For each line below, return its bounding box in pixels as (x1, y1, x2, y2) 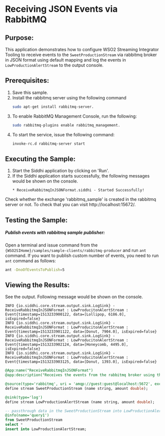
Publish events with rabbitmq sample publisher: (5, 230, 105, 236)
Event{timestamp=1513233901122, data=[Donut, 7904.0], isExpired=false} (5, 329, 157, 334)
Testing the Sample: (5, 216, 68, 224)
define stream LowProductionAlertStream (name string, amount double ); (5, 400, 155, 405)
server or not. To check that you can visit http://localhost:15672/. (5, 202, 136, 208)
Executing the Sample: (5, 155, 76, 163)
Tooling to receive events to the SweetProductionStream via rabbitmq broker (5, 52, 157, 58)
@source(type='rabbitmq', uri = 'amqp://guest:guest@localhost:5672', (5, 381, 153, 387)
